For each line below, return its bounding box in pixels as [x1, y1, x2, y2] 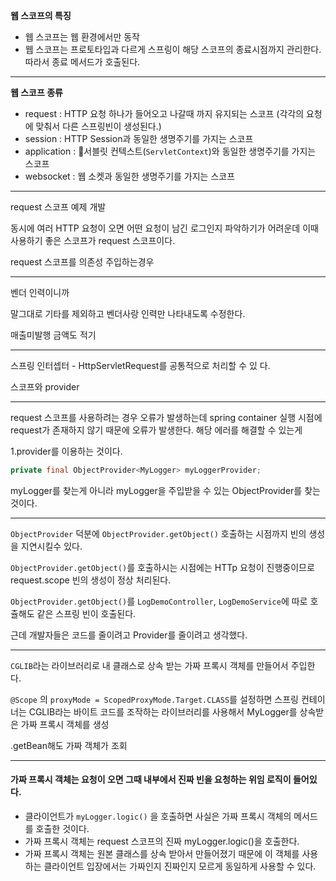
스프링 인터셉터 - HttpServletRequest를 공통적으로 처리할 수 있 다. [10, 360, 271, 371]
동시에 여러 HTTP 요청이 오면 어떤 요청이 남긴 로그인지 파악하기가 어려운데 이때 [10, 222, 319, 234]
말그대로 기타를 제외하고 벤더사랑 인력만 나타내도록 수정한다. [10, 308, 246, 319]
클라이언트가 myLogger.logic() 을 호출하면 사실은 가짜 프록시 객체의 [24, 810, 292, 823]
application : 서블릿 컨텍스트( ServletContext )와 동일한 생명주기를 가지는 [24, 145, 317, 157]
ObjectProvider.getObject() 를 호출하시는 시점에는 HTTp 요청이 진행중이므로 [10, 561, 315, 573]
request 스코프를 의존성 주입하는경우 [10, 256, 155, 268]
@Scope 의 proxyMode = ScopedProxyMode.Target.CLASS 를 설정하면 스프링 [10, 693, 299, 705]
